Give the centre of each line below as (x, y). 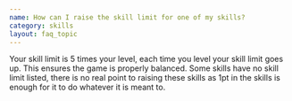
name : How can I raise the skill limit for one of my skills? (127, 17)
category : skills (42, 26)
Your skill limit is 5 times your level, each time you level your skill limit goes (146, 59)
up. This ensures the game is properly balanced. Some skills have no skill (144, 68)
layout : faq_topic (43, 34)
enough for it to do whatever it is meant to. (88, 87)
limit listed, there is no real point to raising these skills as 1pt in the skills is (145, 78)
